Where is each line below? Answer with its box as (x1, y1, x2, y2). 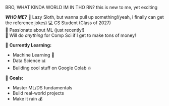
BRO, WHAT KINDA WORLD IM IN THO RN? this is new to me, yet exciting (5, 5, 158, 10)
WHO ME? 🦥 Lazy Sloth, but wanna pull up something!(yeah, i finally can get (5, 14, 164, 20)
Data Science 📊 (12, 58, 46, 64)
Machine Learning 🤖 (12, 52, 54, 58)
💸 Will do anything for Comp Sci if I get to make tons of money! (5, 32, 136, 38)
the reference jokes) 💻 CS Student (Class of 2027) (5, 20, 111, 26)
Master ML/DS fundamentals (12, 85, 73, 90)
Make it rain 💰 (12, 96, 43, 101)
